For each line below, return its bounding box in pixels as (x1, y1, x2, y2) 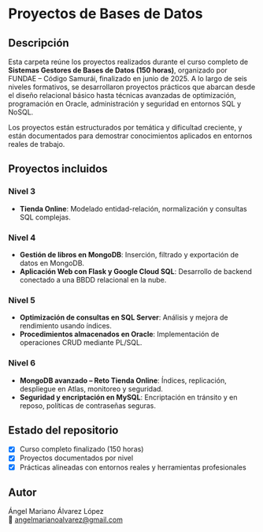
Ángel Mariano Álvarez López (8, 507, 104, 516)
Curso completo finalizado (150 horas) (19, 444, 144, 454)
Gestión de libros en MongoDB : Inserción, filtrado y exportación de (19, 249, 239, 259)
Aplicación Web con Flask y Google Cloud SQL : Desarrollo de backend (19, 266, 252, 276)
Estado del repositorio (8, 423, 119, 436)
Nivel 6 (8, 358, 36, 369)
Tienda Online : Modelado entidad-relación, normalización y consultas (19, 204, 247, 213)
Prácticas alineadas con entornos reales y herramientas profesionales (19, 463, 246, 472)
